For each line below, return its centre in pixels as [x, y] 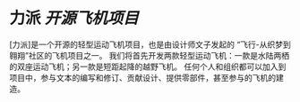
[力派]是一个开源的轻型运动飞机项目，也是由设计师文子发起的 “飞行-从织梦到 [150, 44]
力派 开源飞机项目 [74, 18]
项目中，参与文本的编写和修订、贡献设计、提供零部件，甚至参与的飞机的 [142, 77]
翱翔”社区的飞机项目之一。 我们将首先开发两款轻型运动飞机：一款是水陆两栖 [150, 55]
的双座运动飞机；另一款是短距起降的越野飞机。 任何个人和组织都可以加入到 [148, 67]
